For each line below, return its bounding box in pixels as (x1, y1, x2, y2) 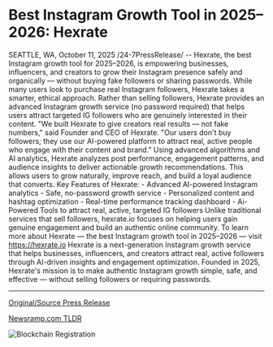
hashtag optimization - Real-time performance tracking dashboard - (8, 197, 236, 206)
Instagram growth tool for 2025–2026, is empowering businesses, (8, 59, 229, 68)
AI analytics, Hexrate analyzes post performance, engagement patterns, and (8, 153, 264, 163)
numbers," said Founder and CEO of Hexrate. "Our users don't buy (8, 128, 232, 137)
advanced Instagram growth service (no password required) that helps (8, 102, 245, 111)
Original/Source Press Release (8, 297, 110, 307)
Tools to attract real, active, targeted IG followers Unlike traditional (40, 205, 262, 215)
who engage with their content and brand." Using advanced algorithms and (8, 145, 260, 154)
